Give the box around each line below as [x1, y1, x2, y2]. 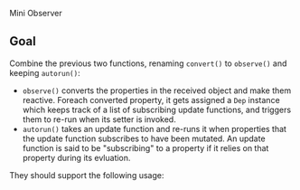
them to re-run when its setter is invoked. [22, 113, 176, 125]
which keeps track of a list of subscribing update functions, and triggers [22, 104, 292, 115]
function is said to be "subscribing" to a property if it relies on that [22, 142, 269, 153]
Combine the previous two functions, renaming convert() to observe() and [9, 58, 287, 69]
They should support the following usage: [9, 169, 164, 180]
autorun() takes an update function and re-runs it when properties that [22, 123, 287, 134]
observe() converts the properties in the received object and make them [22, 85, 292, 96]
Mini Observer [9, 8, 62, 18]
